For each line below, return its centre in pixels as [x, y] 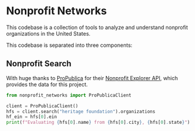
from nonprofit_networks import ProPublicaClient [69, 95]
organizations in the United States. [48, 33]
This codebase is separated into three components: [69, 45]
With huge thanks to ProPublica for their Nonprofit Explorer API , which [92, 78]
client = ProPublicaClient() [42, 106]
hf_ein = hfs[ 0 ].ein [32, 117]
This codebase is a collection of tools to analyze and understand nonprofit [97, 27]
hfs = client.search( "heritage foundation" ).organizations [81, 111]
